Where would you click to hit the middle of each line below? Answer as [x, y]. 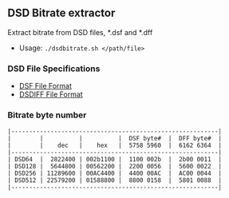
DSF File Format [45, 86]
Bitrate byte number [47, 115]
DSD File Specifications [54, 69]
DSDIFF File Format [51, 94]
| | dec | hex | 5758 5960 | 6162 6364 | [115, 146]
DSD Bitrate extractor [61, 13]
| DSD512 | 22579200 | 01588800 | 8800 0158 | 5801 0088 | [115, 180]
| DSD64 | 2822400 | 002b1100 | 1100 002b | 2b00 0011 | [115, 160]
